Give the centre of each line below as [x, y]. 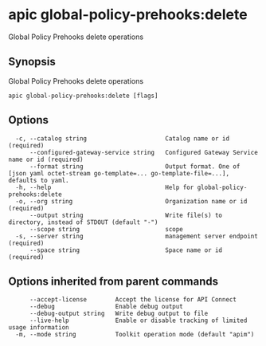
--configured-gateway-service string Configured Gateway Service [144, 152]
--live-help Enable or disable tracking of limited [138, 320]
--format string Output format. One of [135, 166]
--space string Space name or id [126, 250]
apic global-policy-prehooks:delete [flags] [83, 96]
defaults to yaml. [39, 180]
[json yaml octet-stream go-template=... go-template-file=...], [119, 173]
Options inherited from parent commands [113, 281]
